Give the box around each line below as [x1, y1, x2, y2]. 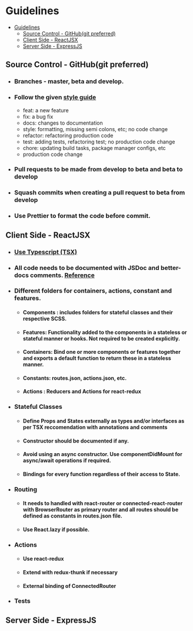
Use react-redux [22, 555, 64, 562]
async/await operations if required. [22, 457, 111, 464]
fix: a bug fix [22, 113, 54, 120]
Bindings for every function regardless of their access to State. [22, 470, 181, 477]
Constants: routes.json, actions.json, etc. [22, 374, 127, 382]
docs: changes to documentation [22, 119, 104, 126]
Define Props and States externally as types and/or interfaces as [22, 417, 185, 424]
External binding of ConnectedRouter [22, 582, 117, 589]
